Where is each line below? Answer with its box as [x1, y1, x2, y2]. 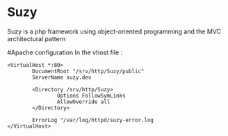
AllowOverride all [56, 98, 111, 105]
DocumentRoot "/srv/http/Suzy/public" [32, 68, 145, 75]
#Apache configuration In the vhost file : [7, 48, 123, 56]
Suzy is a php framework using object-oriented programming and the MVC [7, 27, 221, 36]
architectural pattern [7, 34, 66, 43]
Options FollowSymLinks [56, 92, 127, 99]
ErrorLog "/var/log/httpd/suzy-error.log [32, 116, 154, 123]
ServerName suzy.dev [32, 74, 92, 81]
